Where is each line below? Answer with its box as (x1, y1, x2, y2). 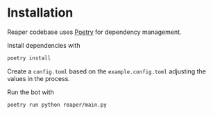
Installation (7, 5, 74, 21)
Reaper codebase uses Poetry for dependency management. (7, 28, 182, 36)
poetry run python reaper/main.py (7, 101, 108, 108)
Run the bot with (7, 88, 54, 96)
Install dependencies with (7, 41, 80, 49)
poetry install (7, 54, 51, 62)
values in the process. (7, 74, 71, 82)
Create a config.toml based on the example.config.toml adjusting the (7, 67, 206, 76)
